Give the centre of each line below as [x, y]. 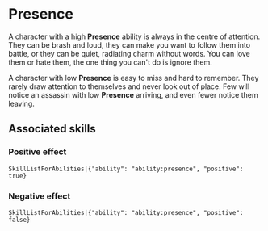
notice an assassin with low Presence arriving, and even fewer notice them [133, 94]
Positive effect [38, 152]
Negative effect [40, 196]
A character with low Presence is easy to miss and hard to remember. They [134, 78]
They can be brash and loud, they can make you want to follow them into [130, 44]
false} [19, 220]
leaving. [21, 103]
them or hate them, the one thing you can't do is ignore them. [110, 62]
